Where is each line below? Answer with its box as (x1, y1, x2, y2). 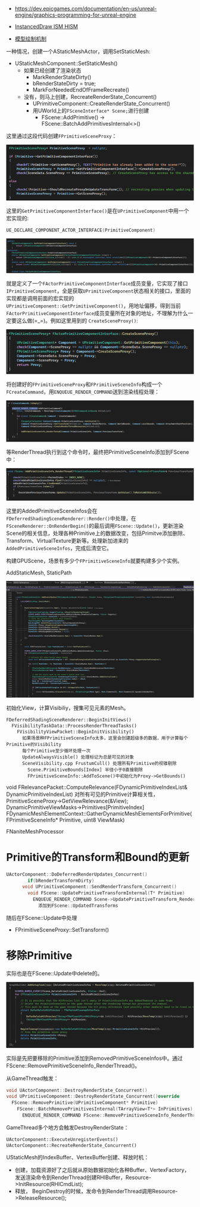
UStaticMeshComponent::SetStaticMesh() (14, 60, 118, 67)
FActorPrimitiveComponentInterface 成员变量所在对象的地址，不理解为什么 (6, 310, 189, 317)
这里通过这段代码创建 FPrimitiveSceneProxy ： (6, 132, 117, 139)
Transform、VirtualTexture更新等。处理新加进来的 (6, 537, 129, 544)
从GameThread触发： (6, 1075, 59, 1082)
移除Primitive (6, 949, 73, 963)
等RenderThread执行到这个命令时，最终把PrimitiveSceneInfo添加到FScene (6, 448, 189, 455)
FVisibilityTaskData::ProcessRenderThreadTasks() (11, 723, 137, 729)
